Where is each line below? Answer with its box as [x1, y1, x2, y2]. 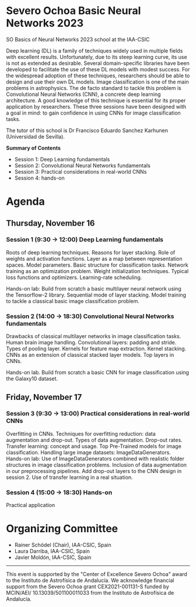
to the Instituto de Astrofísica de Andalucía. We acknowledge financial [6, 577, 174, 584]
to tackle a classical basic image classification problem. [6, 297, 140, 305]
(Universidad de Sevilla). [6, 133, 65, 140]
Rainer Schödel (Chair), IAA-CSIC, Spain [14, 542, 112, 549]
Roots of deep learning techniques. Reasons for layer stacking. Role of [6, 249, 176, 256]
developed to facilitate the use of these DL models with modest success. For [6, 65, 190, 73]
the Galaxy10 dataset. [6, 375, 58, 382]
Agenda [6, 195, 45, 208]
